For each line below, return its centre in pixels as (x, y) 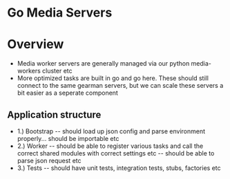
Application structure (54, 114)
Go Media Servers (60, 13)
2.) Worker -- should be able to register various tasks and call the (110, 146)
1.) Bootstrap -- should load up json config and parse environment (111, 131)
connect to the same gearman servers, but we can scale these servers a (120, 86)
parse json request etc (49, 160)
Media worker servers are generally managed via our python (103, 64)
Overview (36, 45)
